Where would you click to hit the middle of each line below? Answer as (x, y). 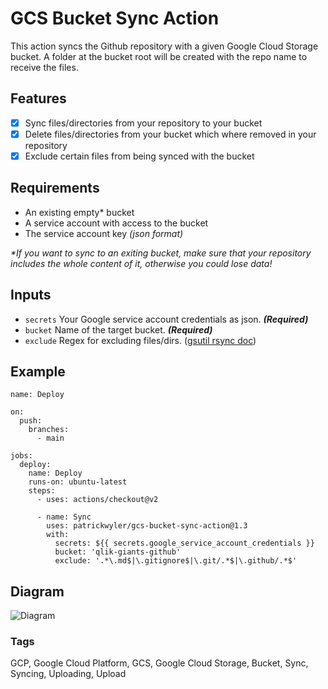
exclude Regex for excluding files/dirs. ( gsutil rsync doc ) (140, 340)
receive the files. (44, 67)
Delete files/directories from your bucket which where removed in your (170, 134)
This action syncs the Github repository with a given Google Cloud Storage (164, 46)
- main (50, 438)
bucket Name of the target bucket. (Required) (118, 329)
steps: (42, 491)
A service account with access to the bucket (116, 223)
